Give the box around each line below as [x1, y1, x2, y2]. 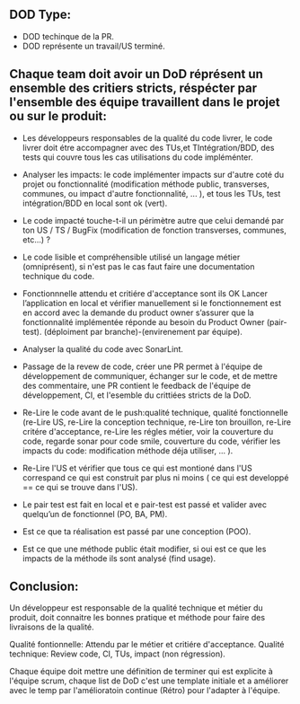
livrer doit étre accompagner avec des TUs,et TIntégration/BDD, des [22, 142, 275, 153]
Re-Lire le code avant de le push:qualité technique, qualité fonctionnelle [22, 407, 289, 418]
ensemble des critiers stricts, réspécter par [9, 81, 258, 96]
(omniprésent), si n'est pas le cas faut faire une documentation [22, 260, 255, 272]
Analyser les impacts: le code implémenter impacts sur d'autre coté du [22, 169, 285, 180]
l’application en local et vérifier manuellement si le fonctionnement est [22, 297, 282, 308]
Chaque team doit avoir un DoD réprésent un [9, 66, 263, 82]
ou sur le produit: [9, 109, 108, 124]
